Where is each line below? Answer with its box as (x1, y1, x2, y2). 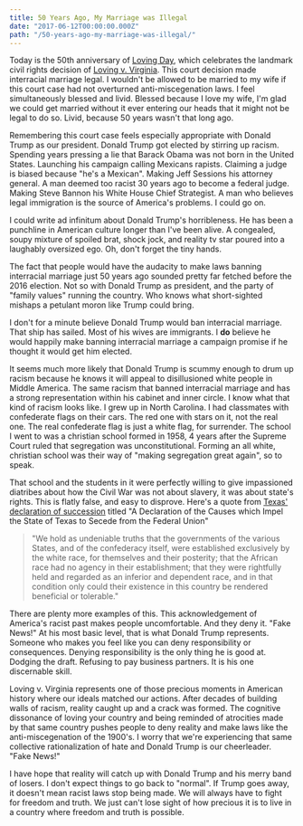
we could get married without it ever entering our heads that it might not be (9, 103, 289, 114)
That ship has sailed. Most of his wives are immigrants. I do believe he (9, 327, 271, 337)
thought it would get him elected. (9, 346, 133, 357)
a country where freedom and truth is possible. (9, 807, 185, 818)
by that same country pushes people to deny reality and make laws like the (9, 722, 289, 733)
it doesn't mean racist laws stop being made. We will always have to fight (9, 788, 282, 799)
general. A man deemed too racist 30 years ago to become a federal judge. (9, 178, 289, 189)
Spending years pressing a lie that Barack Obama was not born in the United (9, 149, 295, 160)
